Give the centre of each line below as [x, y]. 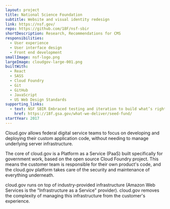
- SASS [17, 76]
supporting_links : [25, 104]
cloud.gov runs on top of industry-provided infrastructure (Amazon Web [80, 185]
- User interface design [36, 48]
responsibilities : [25, 39]
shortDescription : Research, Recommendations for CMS [63, 33]
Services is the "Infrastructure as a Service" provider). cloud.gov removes [82, 190]
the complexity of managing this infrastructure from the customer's [75, 195]
